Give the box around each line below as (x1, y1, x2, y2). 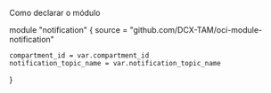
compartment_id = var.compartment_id (9, 51, 150, 60)
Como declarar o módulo (9, 8, 101, 18)
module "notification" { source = (9, 25, 128, 35)
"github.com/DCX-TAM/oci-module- (129, 25, 263, 35)
